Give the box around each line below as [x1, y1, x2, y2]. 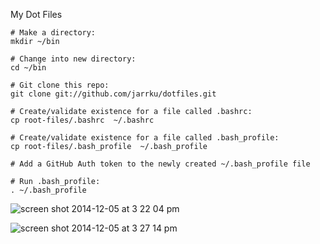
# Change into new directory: [10, 54, 137, 64]
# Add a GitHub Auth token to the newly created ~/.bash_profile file [10, 159, 311, 169]
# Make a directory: [10, 28, 97, 38]
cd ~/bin [10, 63, 47, 73]
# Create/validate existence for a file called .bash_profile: [10, 133, 280, 143]
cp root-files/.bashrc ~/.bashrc [10, 115, 155, 125]
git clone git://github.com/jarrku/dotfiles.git [10, 89, 217, 99]
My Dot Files [10, 9, 63, 20]
